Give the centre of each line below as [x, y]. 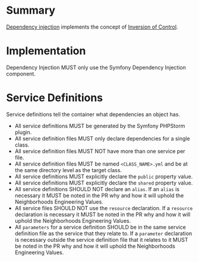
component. [21, 74]
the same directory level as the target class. [68, 170]
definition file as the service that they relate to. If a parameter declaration [103, 233]
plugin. [23, 132]
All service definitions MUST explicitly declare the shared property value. [104, 183]
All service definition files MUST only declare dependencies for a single [102, 138]
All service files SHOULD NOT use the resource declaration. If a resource [104, 208]
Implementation [46, 51]
